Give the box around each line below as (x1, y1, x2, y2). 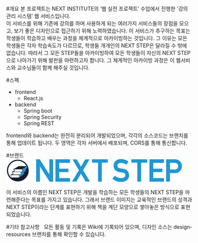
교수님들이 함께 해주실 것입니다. (17, 64, 90, 71)
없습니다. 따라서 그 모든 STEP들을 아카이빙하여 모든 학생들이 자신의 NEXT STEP (6, 50, 191, 56)
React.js (23, 95, 43, 101)
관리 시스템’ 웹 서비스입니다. (6, 12, 71, 19)
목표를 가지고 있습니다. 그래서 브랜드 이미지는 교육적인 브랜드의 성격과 (31, 196, 193, 203)
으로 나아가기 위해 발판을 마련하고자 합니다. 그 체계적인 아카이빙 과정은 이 (6, 57, 175, 64)
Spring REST (23, 120, 55, 127)
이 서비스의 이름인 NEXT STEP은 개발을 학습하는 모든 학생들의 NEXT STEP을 (6, 189, 184, 196)
